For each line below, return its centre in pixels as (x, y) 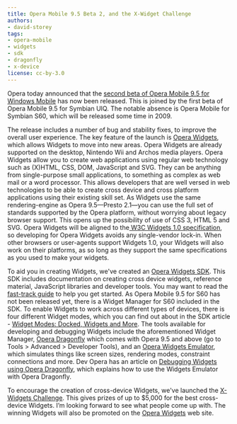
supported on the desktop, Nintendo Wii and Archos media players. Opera (115, 152)
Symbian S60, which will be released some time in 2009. (90, 116)
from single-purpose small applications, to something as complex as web (114, 175)
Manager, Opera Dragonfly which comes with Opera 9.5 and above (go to (114, 339)
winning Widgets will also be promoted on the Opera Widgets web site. (111, 413)
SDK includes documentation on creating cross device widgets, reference (115, 279)
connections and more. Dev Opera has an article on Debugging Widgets (112, 361)
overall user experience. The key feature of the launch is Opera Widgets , (113, 137)
